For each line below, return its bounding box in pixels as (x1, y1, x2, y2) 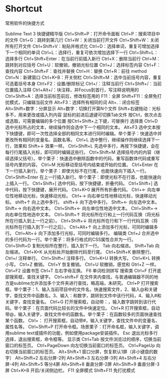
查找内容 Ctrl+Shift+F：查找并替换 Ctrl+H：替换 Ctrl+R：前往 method (5, 68, 147, 74)
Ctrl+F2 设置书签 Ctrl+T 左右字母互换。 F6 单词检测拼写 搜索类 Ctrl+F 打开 (5, 267, 158, 273)
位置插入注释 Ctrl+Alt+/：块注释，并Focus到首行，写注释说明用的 (5, 87, 139, 93)
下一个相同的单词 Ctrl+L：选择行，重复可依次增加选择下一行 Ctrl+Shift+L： (5, 49, 159, 55)
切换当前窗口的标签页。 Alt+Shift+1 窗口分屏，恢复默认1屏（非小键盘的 (9, 349, 154, 355)
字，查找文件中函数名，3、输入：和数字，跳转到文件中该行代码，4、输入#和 (5, 292, 162, 298)
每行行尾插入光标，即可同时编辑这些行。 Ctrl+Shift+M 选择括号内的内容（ (5, 149, 156, 155)
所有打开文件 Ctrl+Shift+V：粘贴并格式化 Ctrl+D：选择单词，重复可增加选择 (5, 43, 160, 49)
